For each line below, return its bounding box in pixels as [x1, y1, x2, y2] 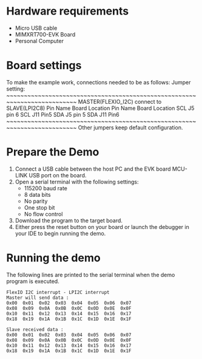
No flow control [24, 210, 63, 217]
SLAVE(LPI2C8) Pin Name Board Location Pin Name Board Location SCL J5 [6, 104, 195, 112]
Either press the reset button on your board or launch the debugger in [15, 223, 189, 230]
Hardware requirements [6, 4, 129, 18]
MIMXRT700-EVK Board [15, 30, 76, 38]
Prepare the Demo [6, 145, 99, 159]
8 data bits [24, 191, 51, 198]
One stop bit [24, 203, 55, 211]
